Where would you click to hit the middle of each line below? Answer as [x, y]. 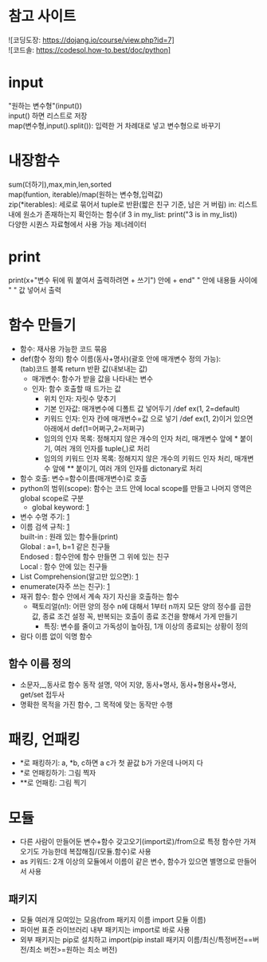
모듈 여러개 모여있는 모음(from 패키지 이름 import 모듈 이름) [113, 920]
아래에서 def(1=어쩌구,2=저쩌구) [94, 428]
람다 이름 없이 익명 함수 [56, 636]
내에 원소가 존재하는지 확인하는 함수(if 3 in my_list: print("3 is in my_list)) [123, 214]
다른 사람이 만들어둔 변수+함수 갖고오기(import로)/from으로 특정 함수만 [130, 842]
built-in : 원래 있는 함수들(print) [69, 536]
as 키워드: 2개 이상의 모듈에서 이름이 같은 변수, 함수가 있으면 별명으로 [128, 862]
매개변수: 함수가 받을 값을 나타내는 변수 [92, 379]
